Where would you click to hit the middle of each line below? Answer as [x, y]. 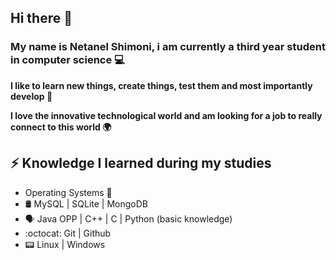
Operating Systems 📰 [68, 192]
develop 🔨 [31, 96]
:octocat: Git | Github [68, 233]
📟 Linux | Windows [65, 244]
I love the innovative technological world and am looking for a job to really [166, 115]
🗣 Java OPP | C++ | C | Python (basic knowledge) [128, 218]
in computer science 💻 [67, 60]
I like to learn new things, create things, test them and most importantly [161, 85]
